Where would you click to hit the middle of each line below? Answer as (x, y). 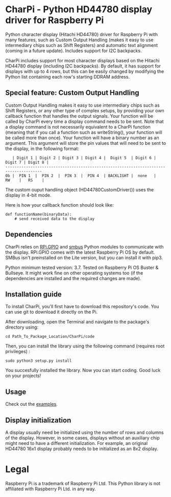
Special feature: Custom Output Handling (72, 93)
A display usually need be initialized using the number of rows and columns (85, 432)
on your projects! (23, 376)
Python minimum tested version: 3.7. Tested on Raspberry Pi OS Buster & (82, 267)
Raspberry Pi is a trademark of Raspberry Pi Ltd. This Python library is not (83, 483)
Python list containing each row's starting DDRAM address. (68, 77)
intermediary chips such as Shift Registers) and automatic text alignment (82, 45)
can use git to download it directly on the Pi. (52, 312)
